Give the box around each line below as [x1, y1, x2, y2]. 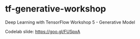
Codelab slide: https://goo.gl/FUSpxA [5, 28, 81, 34]
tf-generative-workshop [5, 3, 106, 14]
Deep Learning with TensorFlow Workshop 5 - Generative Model [5, 19, 136, 25]
